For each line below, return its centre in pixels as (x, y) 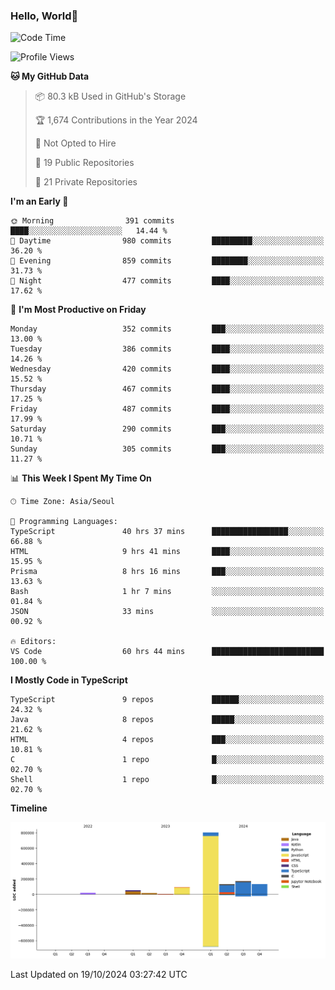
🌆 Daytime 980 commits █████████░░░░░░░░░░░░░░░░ (167, 241)
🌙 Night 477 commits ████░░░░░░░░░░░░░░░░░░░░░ (167, 281)
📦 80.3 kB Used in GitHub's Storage (110, 96)
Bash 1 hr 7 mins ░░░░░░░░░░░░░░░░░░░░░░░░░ (167, 592)
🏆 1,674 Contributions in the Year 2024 (116, 120)
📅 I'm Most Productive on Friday (78, 310)
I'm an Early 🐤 (39, 201)
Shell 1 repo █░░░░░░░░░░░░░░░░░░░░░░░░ (167, 780)
